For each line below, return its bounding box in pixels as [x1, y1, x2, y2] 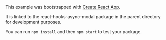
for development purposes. [5, 19, 62, 25]
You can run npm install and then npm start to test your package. [5, 29, 142, 34]
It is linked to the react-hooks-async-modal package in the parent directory [5, 14, 161, 19]
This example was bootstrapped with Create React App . [5, 4, 121, 10]
